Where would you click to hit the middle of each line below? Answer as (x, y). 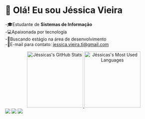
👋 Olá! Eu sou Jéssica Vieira (64, 10)
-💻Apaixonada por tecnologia (36, 31)
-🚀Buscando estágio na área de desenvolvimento (56, 39)
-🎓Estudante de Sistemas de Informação (49, 24)
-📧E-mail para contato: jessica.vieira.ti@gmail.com (57, 44)
